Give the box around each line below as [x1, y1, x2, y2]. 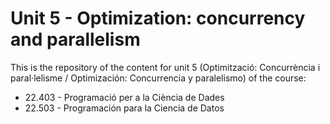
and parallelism [10, 28, 141, 51]
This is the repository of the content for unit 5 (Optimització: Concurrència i [10, 61, 321, 73]
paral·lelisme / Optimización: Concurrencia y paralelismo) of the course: [10, 72, 307, 84]
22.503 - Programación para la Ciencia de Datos [24, 102, 225, 114]
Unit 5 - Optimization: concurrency [10, 7, 306, 30]
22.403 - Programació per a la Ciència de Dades [24, 91, 225, 103]
